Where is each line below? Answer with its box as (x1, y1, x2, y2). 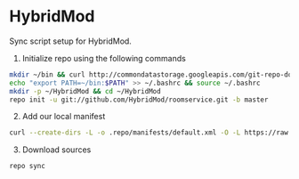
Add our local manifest (21, 111, 106, 122)
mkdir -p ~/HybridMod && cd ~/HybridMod (9, 86, 162, 95)
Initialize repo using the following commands (21, 53, 187, 63)
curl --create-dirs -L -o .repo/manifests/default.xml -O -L (9, 128, 241, 137)
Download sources (21, 144, 92, 155)
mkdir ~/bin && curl (9, 69, 86, 79)
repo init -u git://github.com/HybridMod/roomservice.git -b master (9, 95, 269, 104)
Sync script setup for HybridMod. (9, 36, 132, 46)
